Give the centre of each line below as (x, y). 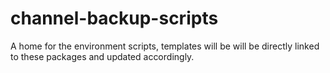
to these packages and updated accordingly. (102, 56)
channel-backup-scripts (114, 18)
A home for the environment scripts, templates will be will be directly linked (165, 46)
